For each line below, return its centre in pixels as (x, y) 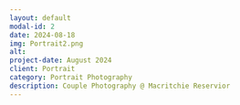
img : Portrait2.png (47, 43)
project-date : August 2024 (61, 60)
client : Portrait (42, 69)
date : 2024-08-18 (42, 35)
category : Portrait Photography (71, 78)
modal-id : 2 (32, 26)
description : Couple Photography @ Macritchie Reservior (120, 86)
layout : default (40, 18)
